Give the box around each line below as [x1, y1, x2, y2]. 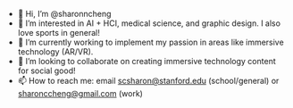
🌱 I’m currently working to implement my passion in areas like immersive [17, 37, 284, 47]
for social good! [17, 65, 76, 76]
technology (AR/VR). [17, 46, 94, 57]
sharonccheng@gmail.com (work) [17, 88, 143, 98]
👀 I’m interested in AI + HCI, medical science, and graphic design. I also [17, 18, 281, 29]
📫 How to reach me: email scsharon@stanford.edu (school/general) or [17, 76, 280, 86]
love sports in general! [17, 28, 100, 37]
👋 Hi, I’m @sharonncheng [17, 9, 112, 19]
